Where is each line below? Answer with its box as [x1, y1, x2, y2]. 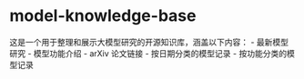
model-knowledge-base [9, 5, 197, 26]
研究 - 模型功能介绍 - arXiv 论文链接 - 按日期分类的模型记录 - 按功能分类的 [9, 47, 288, 59]
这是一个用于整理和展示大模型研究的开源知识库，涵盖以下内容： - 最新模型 [9, 36, 289, 47]
